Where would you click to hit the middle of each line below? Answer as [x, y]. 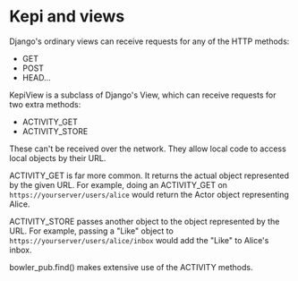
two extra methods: [45, 104]
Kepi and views [67, 17]
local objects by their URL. [58, 158]
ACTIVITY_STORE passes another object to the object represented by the [145, 221]
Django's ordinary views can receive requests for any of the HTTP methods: [149, 41]
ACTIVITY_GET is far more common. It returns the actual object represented [149, 175]
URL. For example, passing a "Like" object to [92, 231]
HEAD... [36, 77]
